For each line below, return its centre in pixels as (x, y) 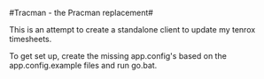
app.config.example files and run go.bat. (83, 65)
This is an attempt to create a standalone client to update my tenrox (132, 29)
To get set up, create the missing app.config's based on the (118, 56)
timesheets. (31, 39)
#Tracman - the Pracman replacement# (81, 13)
